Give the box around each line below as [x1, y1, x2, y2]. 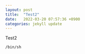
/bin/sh [5, 44, 22, 50]
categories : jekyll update [5, 21, 62, 26]
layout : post [5, 7, 33, 12]
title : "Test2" [5, 12, 39, 17]
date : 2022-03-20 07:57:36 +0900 [5, 16, 80, 21]
